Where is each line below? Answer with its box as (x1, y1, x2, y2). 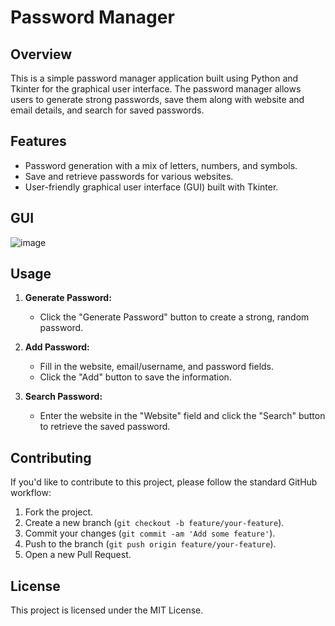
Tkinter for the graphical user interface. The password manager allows (10, 83, 302, 95)
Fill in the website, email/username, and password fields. (39, 361, 275, 373)
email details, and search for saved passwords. (10, 104, 205, 116)
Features (10, 133, 67, 150)
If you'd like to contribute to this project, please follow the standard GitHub (10, 476, 318, 488)
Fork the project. (24, 506, 94, 518)
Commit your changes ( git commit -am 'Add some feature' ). (24, 527, 276, 540)
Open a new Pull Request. (24, 549, 132, 561)
